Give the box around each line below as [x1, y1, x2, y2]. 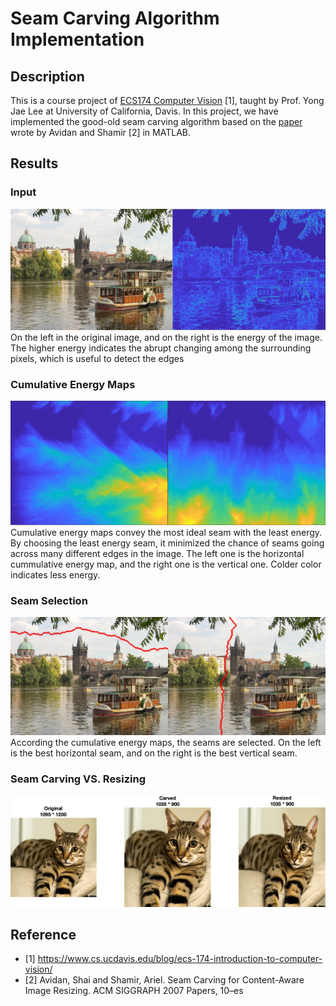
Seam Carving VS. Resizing [10, 772, 147, 786]
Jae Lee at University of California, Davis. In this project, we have [10, 105, 279, 117]
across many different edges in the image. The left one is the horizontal [10, 547, 305, 559]
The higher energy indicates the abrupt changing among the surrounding [10, 342, 312, 354]
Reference [10, 926, 77, 943]
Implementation [10, 28, 145, 51]
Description [10, 68, 85, 85]
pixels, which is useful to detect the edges [10, 352, 185, 364]
